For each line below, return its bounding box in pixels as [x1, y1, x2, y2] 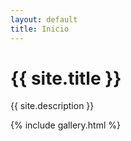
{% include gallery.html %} [10, 119, 121, 131]
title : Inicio [10, 24, 70, 34]
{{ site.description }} [10, 100, 95, 112]
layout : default [10, 14, 78, 25]
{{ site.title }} [10, 67, 122, 90]
